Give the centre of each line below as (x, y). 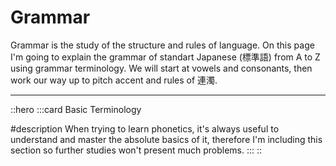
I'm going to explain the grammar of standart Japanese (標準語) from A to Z (165, 57)
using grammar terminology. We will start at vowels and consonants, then (161, 68)
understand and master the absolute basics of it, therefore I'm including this (166, 139)
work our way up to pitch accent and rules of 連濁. (114, 80)
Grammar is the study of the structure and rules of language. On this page (162, 45)
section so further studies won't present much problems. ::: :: (136, 150)
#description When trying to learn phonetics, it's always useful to (145, 128)
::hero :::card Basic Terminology (76, 109)
